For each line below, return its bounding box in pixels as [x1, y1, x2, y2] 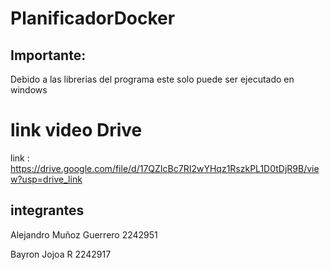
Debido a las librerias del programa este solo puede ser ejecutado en [10, 73, 295, 85]
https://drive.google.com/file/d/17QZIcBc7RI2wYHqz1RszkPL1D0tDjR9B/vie [10, 162, 320, 174]
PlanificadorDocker [10, 7, 176, 30]
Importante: [10, 47, 87, 64]
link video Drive [10, 119, 143, 142]
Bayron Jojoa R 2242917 [10, 248, 112, 260]
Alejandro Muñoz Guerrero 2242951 [10, 228, 158, 241]
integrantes [10, 202, 85, 219]
